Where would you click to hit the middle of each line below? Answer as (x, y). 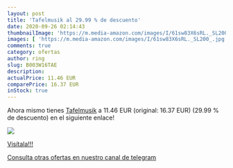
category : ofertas (34, 53)
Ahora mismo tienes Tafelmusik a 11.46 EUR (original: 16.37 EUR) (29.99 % (113, 111)
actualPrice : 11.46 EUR (42, 78)
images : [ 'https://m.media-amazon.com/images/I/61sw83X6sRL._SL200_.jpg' (118, 39)
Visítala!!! (20, 144)
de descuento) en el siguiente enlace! (61, 118)
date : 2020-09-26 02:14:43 (46, 26)
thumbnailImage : (31, 33)
